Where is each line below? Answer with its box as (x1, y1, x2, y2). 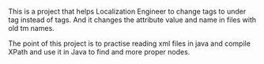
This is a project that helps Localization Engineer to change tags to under (8, 7, 247, 16)
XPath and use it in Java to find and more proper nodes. (8, 47, 190, 56)
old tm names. (8, 24, 55, 32)
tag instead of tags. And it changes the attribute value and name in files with (8, 15, 257, 24)
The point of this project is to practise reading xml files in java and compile (8, 39, 251, 48)
